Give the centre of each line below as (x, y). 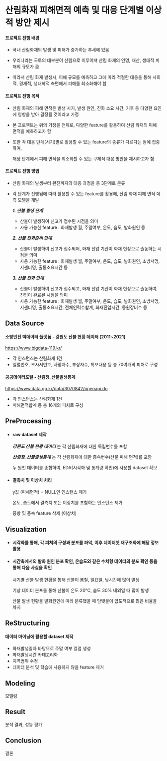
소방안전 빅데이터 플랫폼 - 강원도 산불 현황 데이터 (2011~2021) (65, 337)
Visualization (26, 529)
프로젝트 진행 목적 (22, 96)
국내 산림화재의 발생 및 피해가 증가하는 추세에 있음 (61, 50)
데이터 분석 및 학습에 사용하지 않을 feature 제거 (58, 667)
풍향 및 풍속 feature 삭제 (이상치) (44, 513)
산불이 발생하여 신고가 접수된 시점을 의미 (59, 221)
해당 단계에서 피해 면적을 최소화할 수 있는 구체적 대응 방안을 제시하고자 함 (83, 158)
